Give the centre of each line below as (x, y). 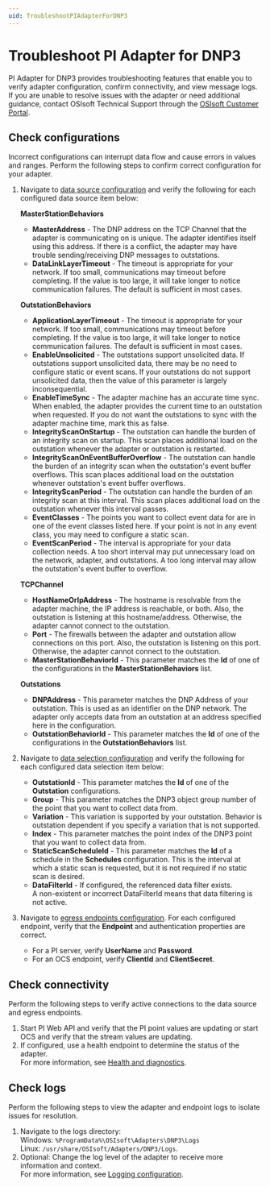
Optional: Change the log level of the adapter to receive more (122, 1157)
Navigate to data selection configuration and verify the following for (132, 758)
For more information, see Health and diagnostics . (103, 1062)
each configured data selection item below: (92, 767)
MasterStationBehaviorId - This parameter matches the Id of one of (146, 660)
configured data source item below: (79, 198)
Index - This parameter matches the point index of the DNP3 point (142, 834)
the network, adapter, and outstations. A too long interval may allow (144, 560)
